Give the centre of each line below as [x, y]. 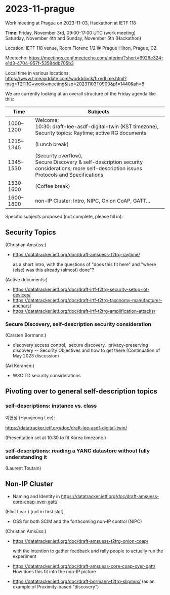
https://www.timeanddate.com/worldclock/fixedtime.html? [66, 78]
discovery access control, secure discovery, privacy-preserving [80, 345]
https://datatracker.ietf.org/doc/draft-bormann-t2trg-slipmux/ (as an [84, 581]
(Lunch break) [52, 144]
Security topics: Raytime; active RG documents [91, 133]
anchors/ [22, 306]
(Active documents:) [27, 279]
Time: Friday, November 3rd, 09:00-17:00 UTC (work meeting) [70, 32]
